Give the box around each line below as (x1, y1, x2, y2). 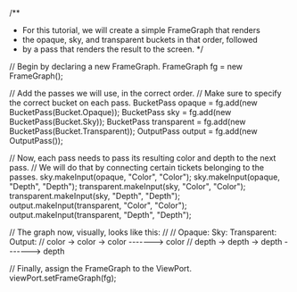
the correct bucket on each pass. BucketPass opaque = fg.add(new (9, 97, 259, 108)
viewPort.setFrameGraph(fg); (9, 272, 117, 283)
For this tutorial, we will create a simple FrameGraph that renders (21, 25, 260, 35)
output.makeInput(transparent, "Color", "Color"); (9, 200, 187, 211)
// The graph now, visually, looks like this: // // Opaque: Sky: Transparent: (9, 227, 277, 238)
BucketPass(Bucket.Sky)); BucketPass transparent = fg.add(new (9, 116, 247, 127)
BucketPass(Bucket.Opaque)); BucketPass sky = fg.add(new (9, 107, 232, 117)
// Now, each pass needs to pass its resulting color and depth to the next (9, 153, 276, 163)
